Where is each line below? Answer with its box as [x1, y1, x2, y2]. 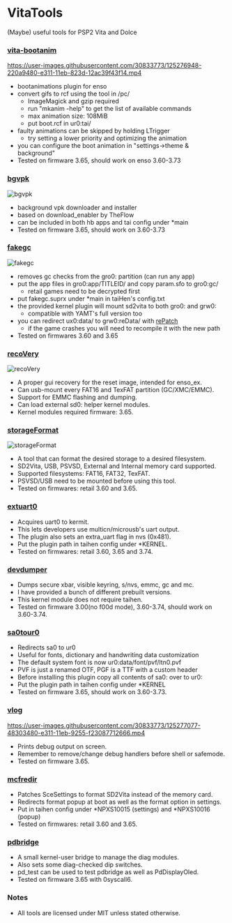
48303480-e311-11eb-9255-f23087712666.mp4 [7, 728, 145, 737]
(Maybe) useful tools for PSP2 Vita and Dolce [7, 28, 137, 36]
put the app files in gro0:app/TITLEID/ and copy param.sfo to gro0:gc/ [17, 279, 219, 287]
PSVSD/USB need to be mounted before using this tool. [17, 476, 176, 486]
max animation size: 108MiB [27, 112, 108, 120]
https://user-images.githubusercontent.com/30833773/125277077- [7, 721, 201, 730]
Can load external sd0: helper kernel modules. [17, 400, 150, 409]
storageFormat [7, 426, 59, 435]
